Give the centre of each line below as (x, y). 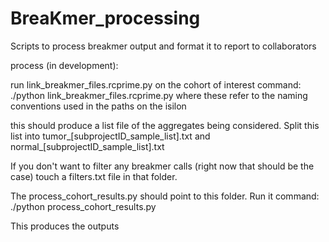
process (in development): (64, 65)
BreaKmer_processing (105, 18)
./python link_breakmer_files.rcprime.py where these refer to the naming (159, 95)
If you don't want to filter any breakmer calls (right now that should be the (162, 166)
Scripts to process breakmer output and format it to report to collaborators (163, 46)
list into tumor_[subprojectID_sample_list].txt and (110, 136)
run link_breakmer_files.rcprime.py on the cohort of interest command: (156, 84)
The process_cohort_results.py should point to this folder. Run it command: (165, 196)
